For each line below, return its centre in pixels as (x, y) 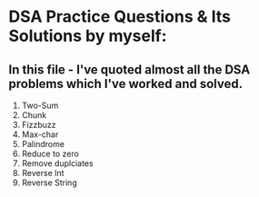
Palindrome (43, 144)
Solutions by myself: (88, 36)
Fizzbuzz (39, 125)
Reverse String (50, 182)
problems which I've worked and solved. (125, 84)
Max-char (40, 134)
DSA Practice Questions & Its (120, 17)
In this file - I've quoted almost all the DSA (129, 69)
